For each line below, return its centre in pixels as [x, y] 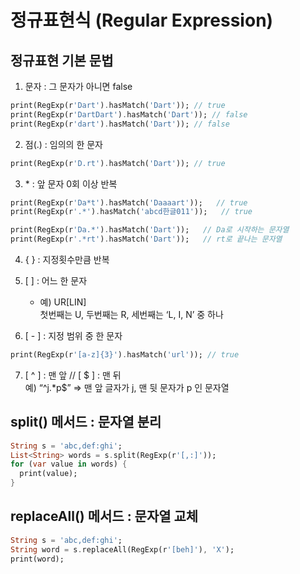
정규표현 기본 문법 [62, 60]
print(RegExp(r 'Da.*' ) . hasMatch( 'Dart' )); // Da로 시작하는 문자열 [150, 230]
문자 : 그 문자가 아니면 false [78, 86]
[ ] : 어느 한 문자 [56, 280]
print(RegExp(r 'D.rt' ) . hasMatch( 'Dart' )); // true [118, 163]
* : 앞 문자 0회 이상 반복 [71, 183]
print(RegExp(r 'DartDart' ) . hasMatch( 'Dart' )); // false [129, 114]
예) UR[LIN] [63, 302]
